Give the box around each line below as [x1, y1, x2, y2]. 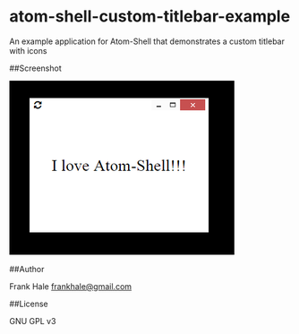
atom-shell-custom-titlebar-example [9, 6, 291, 27]
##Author [9, 263, 45, 274]
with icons [9, 45, 47, 56]
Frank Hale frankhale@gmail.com [9, 280, 132, 292]
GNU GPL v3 [9, 315, 56, 326]
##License [9, 298, 49, 309]
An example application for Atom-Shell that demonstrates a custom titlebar [9, 36, 285, 47]
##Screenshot [9, 63, 62, 73]
